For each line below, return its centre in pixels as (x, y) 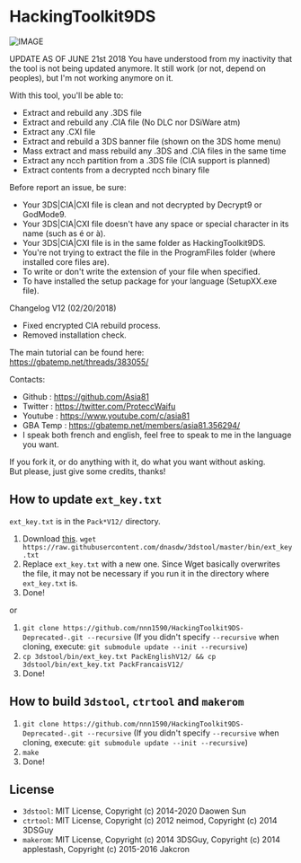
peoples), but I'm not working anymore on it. (91, 77)
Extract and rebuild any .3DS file (82, 112)
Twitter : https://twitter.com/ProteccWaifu (99, 406)
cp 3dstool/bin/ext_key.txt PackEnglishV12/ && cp (119, 656)
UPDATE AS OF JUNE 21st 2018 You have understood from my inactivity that (151, 58)
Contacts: (27, 379)
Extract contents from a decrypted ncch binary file (116, 170)
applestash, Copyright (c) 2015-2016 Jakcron (106, 850)
